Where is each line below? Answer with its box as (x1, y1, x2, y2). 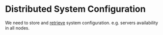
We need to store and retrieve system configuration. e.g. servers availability (5, 20, 159, 26)
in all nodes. (5, 25, 30, 31)
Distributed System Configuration (5, 3, 146, 15)
